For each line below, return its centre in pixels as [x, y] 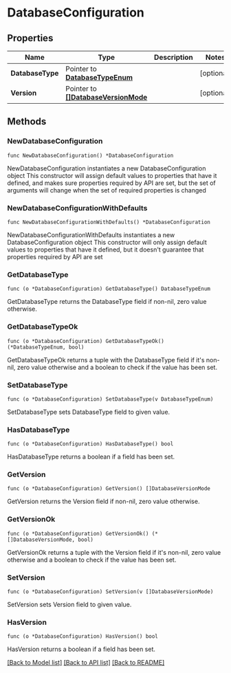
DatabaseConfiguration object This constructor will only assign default [107, 242]
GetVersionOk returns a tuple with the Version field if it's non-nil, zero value [114, 552]
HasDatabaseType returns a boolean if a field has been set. [91, 457]
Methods [27, 122]
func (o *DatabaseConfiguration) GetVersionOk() [78, 533]
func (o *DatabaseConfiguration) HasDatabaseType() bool [90, 444]
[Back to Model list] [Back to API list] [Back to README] [86, 663]
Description [174, 57]
